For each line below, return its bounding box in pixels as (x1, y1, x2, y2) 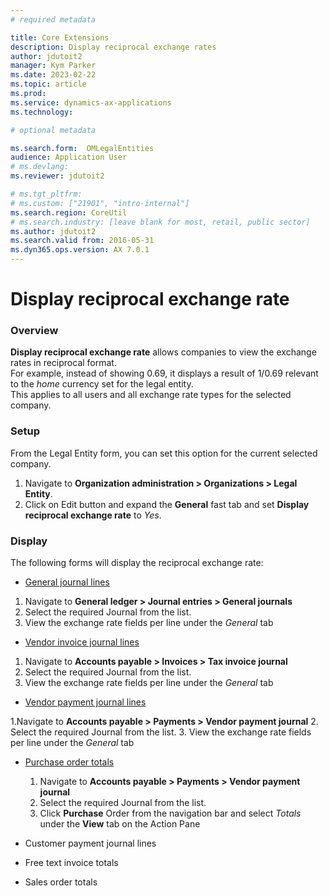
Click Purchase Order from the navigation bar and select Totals (39, 807, 302, 820)
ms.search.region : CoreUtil (10, 207, 128, 218)
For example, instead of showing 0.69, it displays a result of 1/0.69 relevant (10, 367, 319, 380)
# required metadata (10, 14, 97, 25)
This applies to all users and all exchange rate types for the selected (10, 389, 292, 401)
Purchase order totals (24, 756, 115, 768)
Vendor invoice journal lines (24, 636, 140, 648)
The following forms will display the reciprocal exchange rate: (10, 557, 264, 569)
